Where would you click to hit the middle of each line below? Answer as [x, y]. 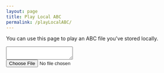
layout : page [22, 11]
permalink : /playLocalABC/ [39, 22]
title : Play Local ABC [34, 17]
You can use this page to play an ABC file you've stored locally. [82, 39]
